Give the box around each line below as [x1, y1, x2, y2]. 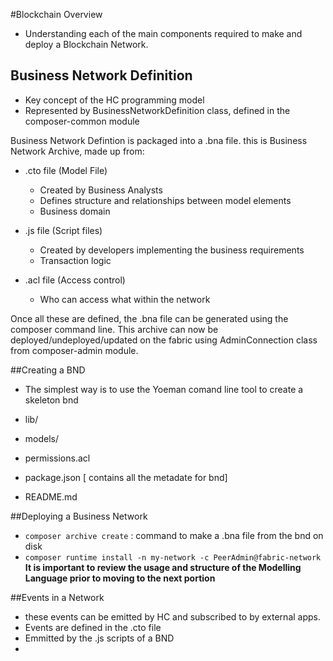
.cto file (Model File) [24, 164, 108, 176]
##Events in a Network [10, 591, 105, 603]
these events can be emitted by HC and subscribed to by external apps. [24, 610, 321, 623]
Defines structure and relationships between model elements [39, 194, 292, 206]
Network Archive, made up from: [10, 145, 145, 157]
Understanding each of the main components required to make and [24, 28, 303, 39]
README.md [24, 490, 78, 503]
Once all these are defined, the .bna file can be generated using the [10, 312, 289, 324]
